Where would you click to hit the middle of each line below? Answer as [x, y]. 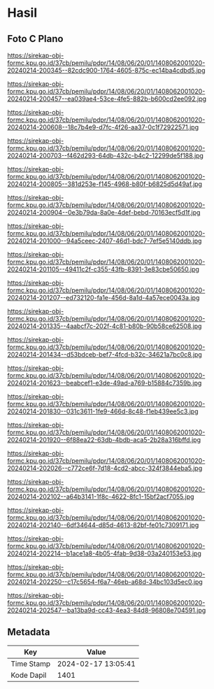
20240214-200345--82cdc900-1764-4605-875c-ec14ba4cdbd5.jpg [106, 70]
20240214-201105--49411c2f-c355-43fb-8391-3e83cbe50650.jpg [103, 269]
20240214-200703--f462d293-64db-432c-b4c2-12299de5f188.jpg [106, 156]
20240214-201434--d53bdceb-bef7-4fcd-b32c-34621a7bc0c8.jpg [105, 354]
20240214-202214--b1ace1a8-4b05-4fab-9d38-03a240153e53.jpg [104, 553]
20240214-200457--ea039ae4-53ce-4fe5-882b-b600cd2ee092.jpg [107, 99]
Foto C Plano [35, 39]
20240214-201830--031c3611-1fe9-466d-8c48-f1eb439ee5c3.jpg [103, 411]
